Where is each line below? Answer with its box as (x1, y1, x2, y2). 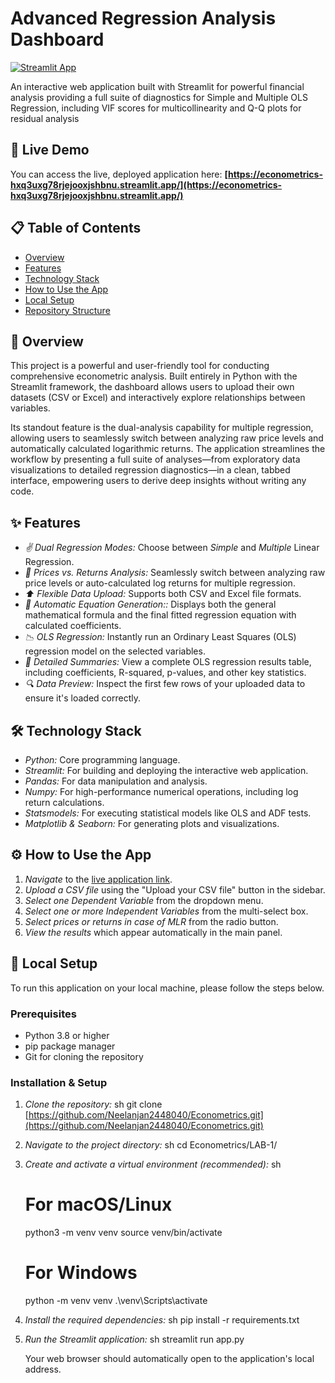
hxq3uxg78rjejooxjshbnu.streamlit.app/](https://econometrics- (10, 178, 283, 191)
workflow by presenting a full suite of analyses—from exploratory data (10, 453, 301, 466)
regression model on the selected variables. (24, 645, 206, 657)
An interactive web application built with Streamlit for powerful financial (10, 80, 305, 92)
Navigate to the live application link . (24, 873, 173, 885)
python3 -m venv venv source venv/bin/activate (24, 1227, 223, 1239)
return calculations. (24, 797, 105, 808)
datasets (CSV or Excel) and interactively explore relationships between (10, 392, 306, 404)
